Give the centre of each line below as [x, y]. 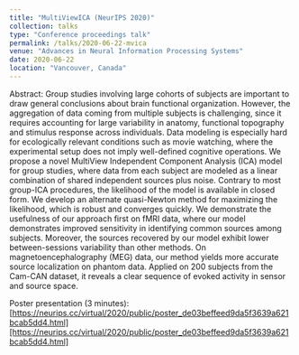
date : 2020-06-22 [42, 60]
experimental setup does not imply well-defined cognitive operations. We [145, 151]
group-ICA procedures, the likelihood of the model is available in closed [142, 190]
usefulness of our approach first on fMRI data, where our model [127, 219]
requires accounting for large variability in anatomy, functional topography [147, 122]
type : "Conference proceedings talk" [80, 34]
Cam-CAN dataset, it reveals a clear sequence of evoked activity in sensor [148, 276]
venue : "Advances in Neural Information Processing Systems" [127, 51]
